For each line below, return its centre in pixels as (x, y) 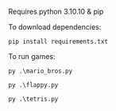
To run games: (32, 56)
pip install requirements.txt (58, 42)
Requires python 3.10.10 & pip (56, 12)
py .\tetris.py (33, 99)
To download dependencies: (55, 27)
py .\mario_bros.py (41, 71)
